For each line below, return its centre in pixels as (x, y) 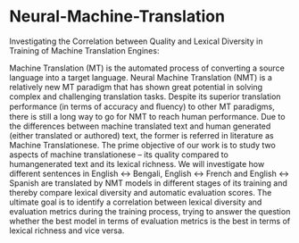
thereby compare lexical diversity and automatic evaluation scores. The (141, 192)
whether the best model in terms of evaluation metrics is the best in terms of (150, 221)
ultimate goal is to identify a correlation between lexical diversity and (136, 202)
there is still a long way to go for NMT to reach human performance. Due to (147, 116)
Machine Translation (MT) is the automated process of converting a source (147, 68)
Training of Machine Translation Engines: (84, 50)
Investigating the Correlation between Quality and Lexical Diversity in (136, 41)
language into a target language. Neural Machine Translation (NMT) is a (141, 77)
